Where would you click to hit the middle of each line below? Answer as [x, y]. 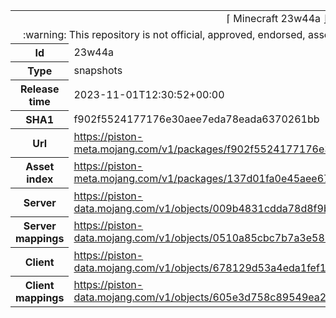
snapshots [98, 70]
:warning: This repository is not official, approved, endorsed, [164, 34]
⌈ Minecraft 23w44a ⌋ [277, 18]
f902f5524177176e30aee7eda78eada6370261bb [196, 119]
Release [39, 89]
